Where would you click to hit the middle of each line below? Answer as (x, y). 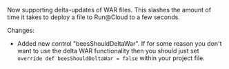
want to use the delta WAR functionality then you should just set (108, 51)
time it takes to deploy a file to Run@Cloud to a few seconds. (94, 17)
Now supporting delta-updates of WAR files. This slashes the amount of (109, 10)
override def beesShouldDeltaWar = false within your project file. (111, 58)
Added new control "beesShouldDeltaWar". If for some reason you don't (119, 43)
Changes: (21, 30)
